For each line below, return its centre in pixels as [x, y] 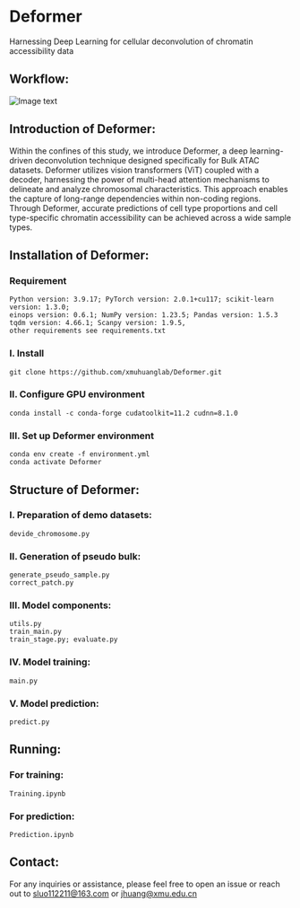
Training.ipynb [38, 793]
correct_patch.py [42, 583]
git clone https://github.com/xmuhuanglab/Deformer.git [116, 372]
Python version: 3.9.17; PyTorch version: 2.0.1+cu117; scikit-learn [142, 300]
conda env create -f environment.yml [80, 454]
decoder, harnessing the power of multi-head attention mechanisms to [140, 179]
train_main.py [36, 632]
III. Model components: [60, 605]
